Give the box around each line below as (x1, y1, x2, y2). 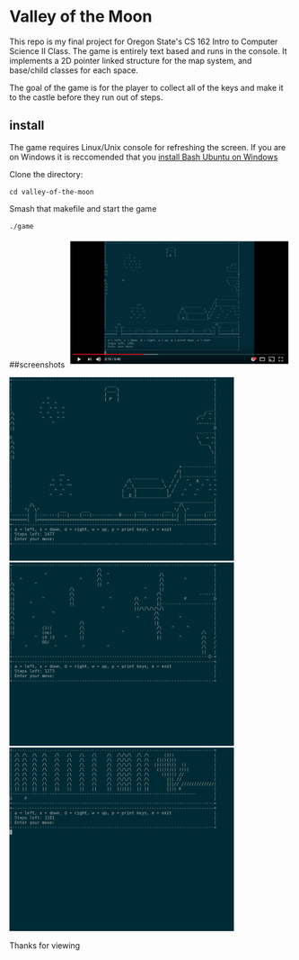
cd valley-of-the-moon (9, 187, 94, 196)
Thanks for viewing (9, 939, 81, 951)
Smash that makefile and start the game (9, 203, 157, 213)
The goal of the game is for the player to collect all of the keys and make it (9, 82, 284, 93)
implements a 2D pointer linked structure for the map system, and (9, 55, 252, 66)
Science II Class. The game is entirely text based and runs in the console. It (9, 45, 287, 56)
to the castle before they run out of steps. (9, 92, 163, 103)
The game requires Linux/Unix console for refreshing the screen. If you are (9, 141, 286, 152)
